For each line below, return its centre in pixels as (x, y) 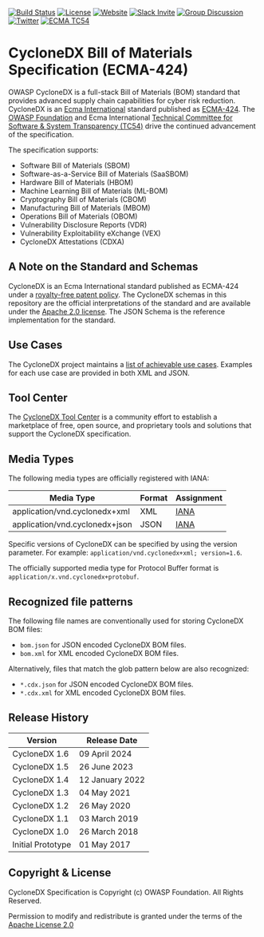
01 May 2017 (104, 844)
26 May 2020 (104, 805)
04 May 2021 (104, 793)
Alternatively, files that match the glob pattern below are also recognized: (129, 669)
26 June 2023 (106, 766)
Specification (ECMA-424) (99, 70)
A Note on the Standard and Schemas (103, 267)
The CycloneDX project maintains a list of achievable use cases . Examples (130, 364)
